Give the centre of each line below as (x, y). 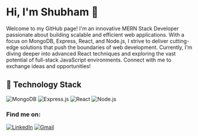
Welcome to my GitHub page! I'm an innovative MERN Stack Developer (92, 28)
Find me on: (23, 114)
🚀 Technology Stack (44, 85)
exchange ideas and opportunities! (48, 66)
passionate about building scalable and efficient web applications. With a (95, 34)
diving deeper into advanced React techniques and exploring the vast (91, 53)
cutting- (180, 41)
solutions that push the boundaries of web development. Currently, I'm (106, 47)
